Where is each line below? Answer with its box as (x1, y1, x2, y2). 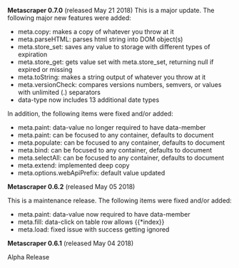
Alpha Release (7, 253, 50, 261)
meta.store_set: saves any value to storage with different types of (17, 43, 210, 51)
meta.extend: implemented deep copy (17, 161, 130, 170)
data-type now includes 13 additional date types (17, 96, 160, 104)
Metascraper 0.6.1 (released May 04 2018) (7, 239, 134, 247)
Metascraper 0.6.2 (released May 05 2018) (7, 182, 136, 191)
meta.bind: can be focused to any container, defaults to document (17, 146, 213, 154)
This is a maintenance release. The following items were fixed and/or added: (7, 196, 232, 205)
